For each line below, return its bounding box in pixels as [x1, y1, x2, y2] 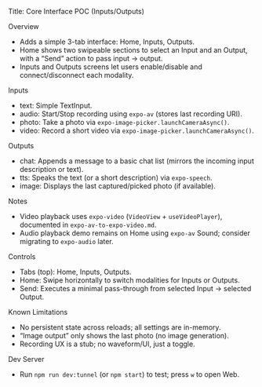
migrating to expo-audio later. [19, 237, 114, 246]
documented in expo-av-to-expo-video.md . [19, 220, 157, 229]
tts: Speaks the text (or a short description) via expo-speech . [19, 173, 213, 182]
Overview [8, 22, 39, 31]
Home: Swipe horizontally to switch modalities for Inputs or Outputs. [19, 276, 241, 285]
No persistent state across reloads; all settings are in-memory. [19, 323, 221, 332]
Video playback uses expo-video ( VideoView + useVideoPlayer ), [19, 212, 223, 221]
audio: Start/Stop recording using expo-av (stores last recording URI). [19, 109, 243, 119]
